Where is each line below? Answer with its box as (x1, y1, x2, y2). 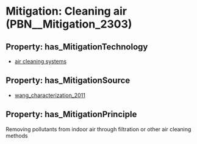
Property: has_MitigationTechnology (5, 41, 148, 52)
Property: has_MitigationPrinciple (5, 109, 137, 120)
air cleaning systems (14, 58, 67, 65)
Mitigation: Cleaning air (5, 4, 127, 18)
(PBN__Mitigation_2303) (5, 17, 132, 31)
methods (5, 132, 28, 139)
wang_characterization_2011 (14, 92, 86, 99)
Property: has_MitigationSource (5, 75, 131, 86)
